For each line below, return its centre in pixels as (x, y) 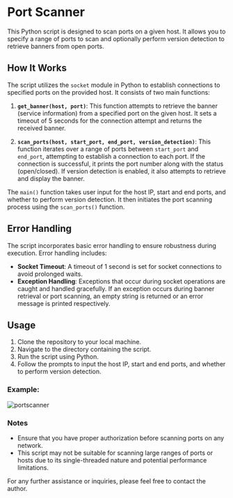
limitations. (33, 467)
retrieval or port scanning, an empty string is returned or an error (110, 296)
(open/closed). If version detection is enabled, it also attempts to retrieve (121, 171)
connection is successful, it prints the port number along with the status (120, 164)
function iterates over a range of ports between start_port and (108, 149)
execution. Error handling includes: (57, 253)
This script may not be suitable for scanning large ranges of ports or (115, 453)
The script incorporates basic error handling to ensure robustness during (112, 245)
